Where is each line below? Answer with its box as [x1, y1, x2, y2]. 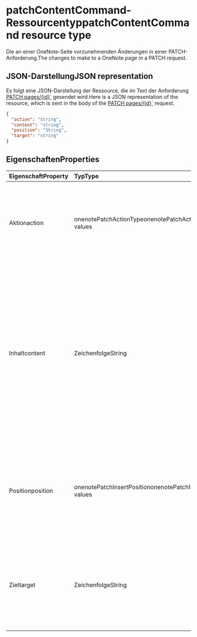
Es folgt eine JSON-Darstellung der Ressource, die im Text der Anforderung [6, 87, 189, 94]
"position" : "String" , [11, 127, 67, 133]
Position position [9, 486, 54, 495]
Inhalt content [9, 349, 46, 357]
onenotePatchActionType [74, 215, 144, 223]
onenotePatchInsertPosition [74, 483, 151, 491]
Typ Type [74, 172, 99, 180]
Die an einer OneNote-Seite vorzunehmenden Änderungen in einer [6, 48, 167, 55]
